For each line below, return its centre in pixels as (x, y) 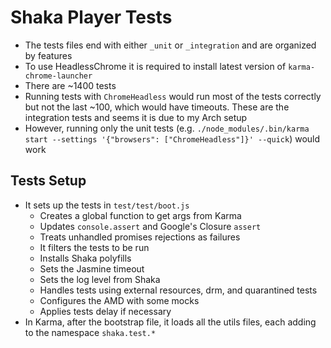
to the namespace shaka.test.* (90, 332)
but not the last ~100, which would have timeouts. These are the (157, 107)
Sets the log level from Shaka (100, 279)
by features (48, 55)
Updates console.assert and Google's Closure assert (150, 226)
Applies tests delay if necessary (105, 311)
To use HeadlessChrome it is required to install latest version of (155, 66)
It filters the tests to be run (94, 247)
